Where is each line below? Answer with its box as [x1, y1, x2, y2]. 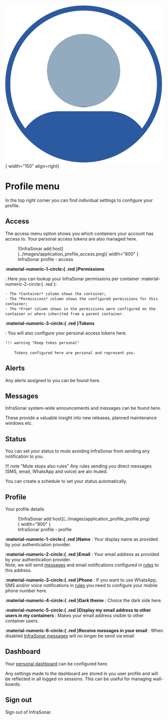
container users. [5, 618, 39, 624]
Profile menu [5, 181, 60, 192]
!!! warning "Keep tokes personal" [5, 340, 80, 345]
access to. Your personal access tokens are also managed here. [5, 235, 137, 242]
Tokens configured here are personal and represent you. [14, 350, 136, 355]
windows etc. [5, 420, 33, 426]
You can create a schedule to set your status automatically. [5, 478, 127, 485]
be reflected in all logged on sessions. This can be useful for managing [5, 676, 152, 682]
